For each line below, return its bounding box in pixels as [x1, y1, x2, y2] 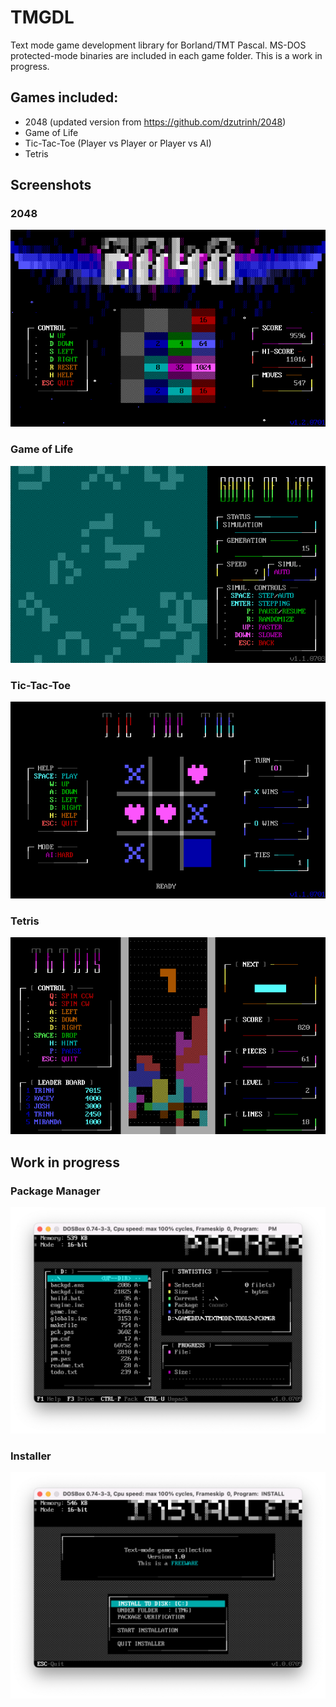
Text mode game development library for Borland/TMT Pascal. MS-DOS [10, 39, 307, 51]
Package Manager [10, 1184, 101, 1198]
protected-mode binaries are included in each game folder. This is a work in [10, 49, 323, 61]
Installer [10, 1449, 52, 1463]
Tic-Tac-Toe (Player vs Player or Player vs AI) [24, 137, 212, 149]
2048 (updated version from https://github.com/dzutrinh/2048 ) [24, 116, 287, 128]
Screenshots [10, 177, 92, 194]
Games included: [10, 89, 119, 106]
